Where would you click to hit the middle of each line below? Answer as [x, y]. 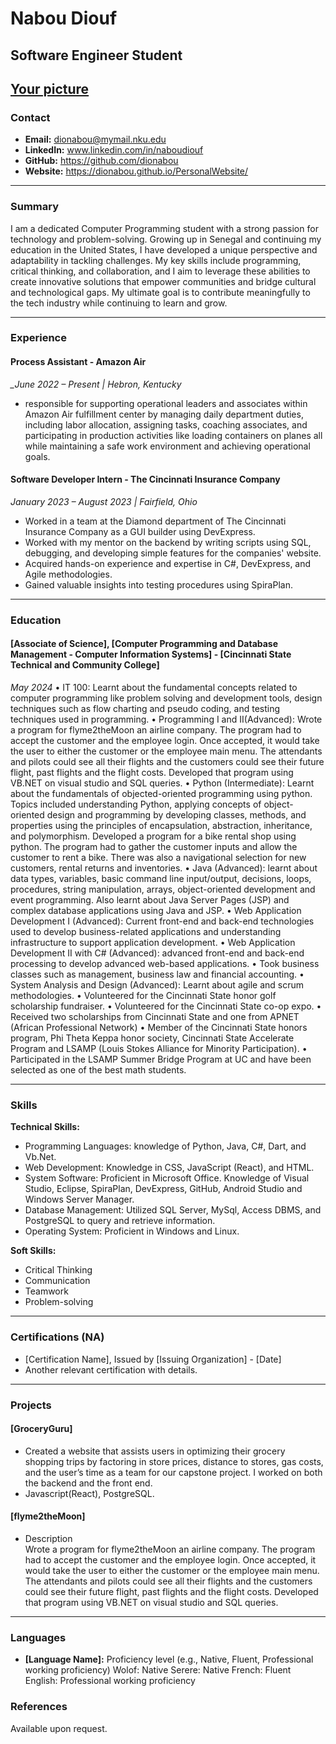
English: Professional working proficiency [110, 1681]
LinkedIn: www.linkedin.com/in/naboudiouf [114, 150]
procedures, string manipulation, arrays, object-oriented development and [163, 889]
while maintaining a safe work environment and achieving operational [167, 446]
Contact [30, 117]
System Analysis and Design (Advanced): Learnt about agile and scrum [157, 985]
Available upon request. [59, 1728]
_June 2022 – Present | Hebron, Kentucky [96, 384]
